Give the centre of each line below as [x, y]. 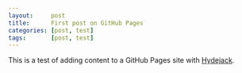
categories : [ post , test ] [51, 30]
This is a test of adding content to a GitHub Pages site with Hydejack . [121, 60]
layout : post [37, 15]
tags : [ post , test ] [51, 38]
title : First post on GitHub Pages [76, 23]
